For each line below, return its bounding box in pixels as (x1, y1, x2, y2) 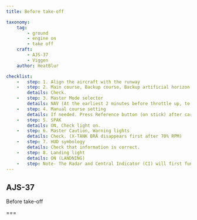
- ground (27, 30, 49, 36)
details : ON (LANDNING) (27, 155, 85, 161)
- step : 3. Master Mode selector (16, 95, 104, 101)
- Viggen (27, 57, 49, 63)
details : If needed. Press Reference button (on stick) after (27, 111, 182, 117)
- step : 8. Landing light (16, 150, 85, 155)
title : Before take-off (6, 8, 64, 15)
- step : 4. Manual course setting (16, 106, 107, 112)
